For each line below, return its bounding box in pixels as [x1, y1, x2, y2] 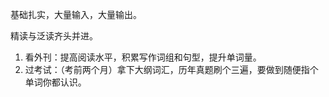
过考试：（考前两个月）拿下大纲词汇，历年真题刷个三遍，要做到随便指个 [24, 64, 319, 75]
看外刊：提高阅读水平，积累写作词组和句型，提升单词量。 [24, 51, 262, 63]
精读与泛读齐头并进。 [10, 30, 98, 42]
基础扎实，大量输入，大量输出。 [10, 9, 142, 20]
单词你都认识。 [24, 76, 87, 88]
